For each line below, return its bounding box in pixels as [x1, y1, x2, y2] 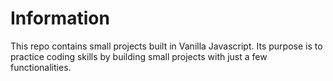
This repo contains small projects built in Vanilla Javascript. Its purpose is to [10, 40, 323, 52]
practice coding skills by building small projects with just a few [10, 50, 268, 62]
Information [10, 7, 110, 30]
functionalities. [10, 61, 72, 73]
